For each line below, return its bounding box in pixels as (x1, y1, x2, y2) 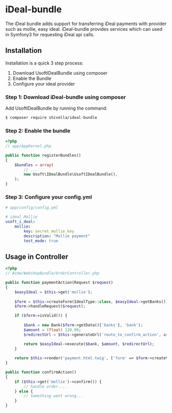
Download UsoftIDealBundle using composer (12, 70, 108, 76)
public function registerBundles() (5, 153, 81, 158)
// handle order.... (24, 384, 68, 389)
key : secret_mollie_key (24, 229, 74, 234)
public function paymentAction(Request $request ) (5, 280, 114, 285)
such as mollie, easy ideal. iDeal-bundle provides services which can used (5, 26, 163, 32)
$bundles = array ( (14, 162, 54, 168)
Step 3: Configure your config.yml (5, 194, 92, 201)
